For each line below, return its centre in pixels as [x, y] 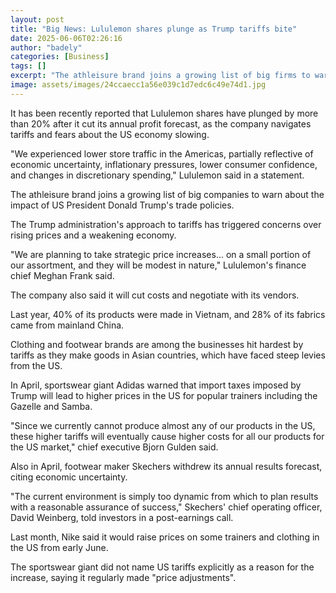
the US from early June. [59, 547]
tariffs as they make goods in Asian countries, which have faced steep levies [168, 355]
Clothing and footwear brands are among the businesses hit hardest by [157, 344]
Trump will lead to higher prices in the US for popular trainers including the [164, 395]
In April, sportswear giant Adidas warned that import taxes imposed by [156, 385]
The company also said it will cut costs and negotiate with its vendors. [155, 295]
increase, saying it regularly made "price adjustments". [123, 577]
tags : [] [28, 66]
